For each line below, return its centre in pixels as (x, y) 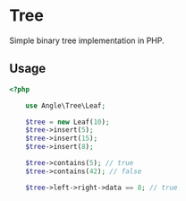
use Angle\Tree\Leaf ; (65, 105)
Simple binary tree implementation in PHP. (87, 40)
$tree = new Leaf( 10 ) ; (68, 122)
